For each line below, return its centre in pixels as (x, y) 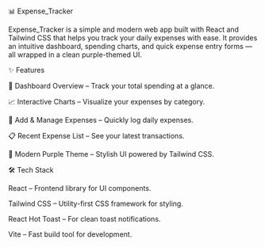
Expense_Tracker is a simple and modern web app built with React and (124, 29)
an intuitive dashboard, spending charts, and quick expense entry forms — (130, 46)
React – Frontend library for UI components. (80, 188)
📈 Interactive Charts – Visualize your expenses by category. (107, 102)
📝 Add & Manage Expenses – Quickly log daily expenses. (101, 120)
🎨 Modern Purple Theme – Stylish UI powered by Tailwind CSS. (111, 154)
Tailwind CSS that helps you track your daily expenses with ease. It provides (133, 38)
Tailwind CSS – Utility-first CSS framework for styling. (96, 203)
